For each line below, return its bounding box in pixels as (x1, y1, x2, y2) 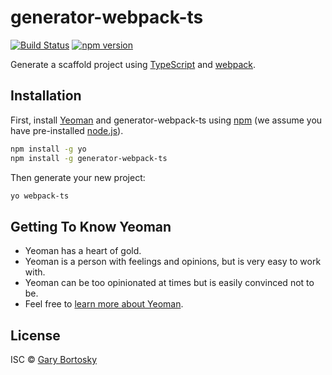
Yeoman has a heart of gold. (24, 245, 142, 257)
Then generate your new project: (10, 171, 146, 183)
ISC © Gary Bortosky (10, 354, 98, 365)
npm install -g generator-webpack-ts (10, 153, 168, 163)
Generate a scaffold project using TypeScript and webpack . (10, 58, 257, 70)
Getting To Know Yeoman (10, 218, 172, 235)
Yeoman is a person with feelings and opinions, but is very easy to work (24, 256, 322, 268)
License (10, 327, 61, 344)
